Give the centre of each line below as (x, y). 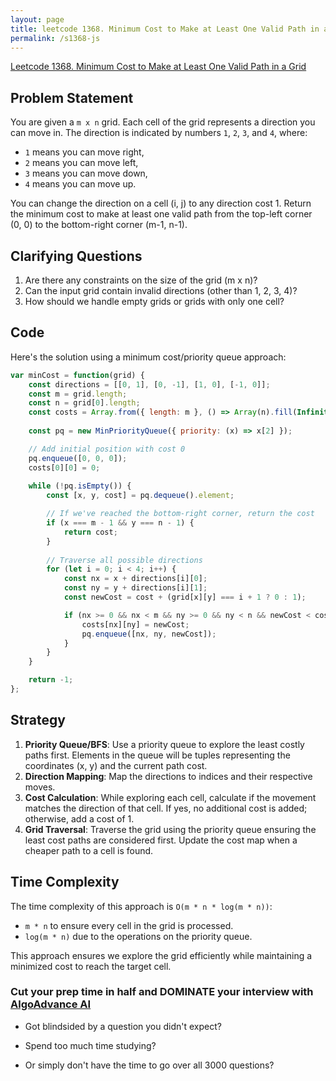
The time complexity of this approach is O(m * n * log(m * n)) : (141, 906)
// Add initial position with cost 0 (107, 449)
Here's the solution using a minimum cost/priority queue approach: (148, 357)
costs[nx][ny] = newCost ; (135, 624)
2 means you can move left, (81, 163)
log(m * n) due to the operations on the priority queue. (138, 936)
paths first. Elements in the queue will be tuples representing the (157, 755)
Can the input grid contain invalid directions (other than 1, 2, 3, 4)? (161, 290)
